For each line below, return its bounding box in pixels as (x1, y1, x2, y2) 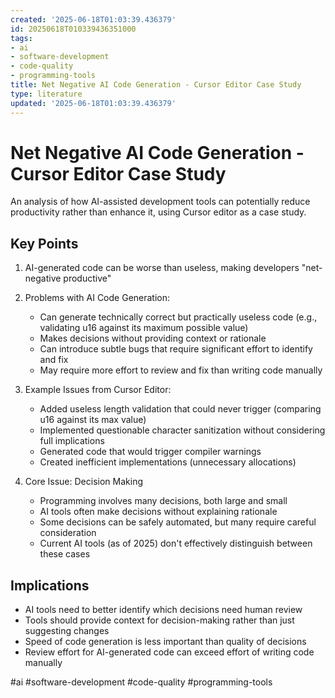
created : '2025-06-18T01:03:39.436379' (10, 14, 177, 25)
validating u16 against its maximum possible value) (39, 322, 249, 334)
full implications (39, 435, 105, 447)
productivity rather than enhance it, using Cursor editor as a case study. (10, 206, 307, 218)
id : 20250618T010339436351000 (10, 24, 137, 34)
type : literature (10, 89, 83, 99)
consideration (39, 527, 97, 539)
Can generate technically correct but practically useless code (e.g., (39, 311, 318, 323)
